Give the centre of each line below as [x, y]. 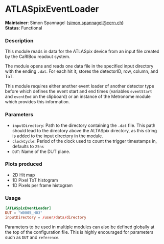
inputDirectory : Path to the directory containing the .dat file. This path [84, 125]
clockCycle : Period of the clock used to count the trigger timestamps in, [84, 141]
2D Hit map [23, 175]
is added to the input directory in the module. [58, 136]
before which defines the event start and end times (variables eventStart [79, 91]
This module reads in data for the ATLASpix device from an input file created [82, 51]
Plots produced [24, 164]
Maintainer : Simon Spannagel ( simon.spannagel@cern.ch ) [64, 23]
